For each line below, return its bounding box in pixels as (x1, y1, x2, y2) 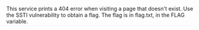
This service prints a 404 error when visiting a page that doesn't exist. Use (6, 5, 194, 12)
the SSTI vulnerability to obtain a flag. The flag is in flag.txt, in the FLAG (6, 11, 185, 19)
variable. (6, 18, 29, 25)
